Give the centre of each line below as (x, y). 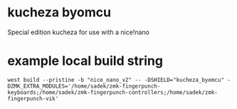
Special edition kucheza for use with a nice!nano (78, 32)
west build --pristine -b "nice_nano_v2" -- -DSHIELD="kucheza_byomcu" (116, 80)
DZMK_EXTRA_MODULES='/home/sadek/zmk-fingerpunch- (84, 86)
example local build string (85, 61)
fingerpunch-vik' (33, 98)
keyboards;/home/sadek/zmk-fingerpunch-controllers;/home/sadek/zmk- (113, 92)
